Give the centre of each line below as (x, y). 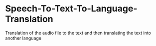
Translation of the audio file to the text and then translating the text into (78, 33)
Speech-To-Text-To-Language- (71, 9)
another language (23, 38)
